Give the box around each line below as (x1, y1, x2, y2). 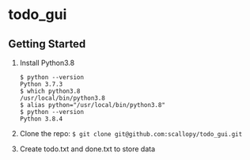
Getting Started (8, 37, 86, 51)
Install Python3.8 (19, 58, 75, 67)
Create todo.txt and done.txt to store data (19, 144, 156, 154)
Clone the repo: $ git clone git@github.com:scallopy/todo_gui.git (19, 129, 243, 138)
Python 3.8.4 (19, 115, 63, 123)
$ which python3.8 (19, 87, 81, 95)
